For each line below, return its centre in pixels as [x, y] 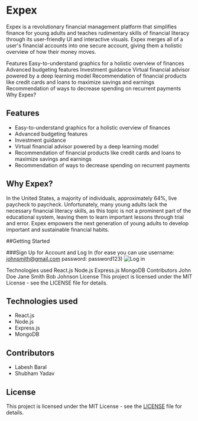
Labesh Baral [31, 367]
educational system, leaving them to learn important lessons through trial [95, 217]
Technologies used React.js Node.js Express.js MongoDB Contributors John [98, 270]
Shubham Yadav [35, 374]
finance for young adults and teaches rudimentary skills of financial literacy [98, 33]
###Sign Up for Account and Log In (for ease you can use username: [90, 252]
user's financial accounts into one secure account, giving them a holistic [94, 46]
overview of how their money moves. [51, 51]
